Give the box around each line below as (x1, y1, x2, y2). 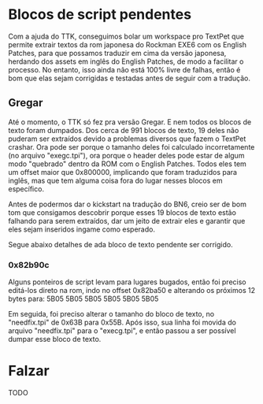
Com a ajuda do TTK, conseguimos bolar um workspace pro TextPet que (8, 32, 244, 41)
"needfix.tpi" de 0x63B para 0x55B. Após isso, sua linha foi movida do (8, 317, 236, 328)
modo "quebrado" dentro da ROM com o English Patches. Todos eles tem (8, 159, 246, 169)
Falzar (8, 362, 50, 380)
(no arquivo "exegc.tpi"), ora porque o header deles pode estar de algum (8, 150, 245, 160)
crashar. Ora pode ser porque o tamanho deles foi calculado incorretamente (8, 142, 255, 151)
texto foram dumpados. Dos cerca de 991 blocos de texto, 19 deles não (8, 125, 239, 135)
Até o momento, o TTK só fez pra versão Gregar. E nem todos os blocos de (8, 117, 252, 127)
